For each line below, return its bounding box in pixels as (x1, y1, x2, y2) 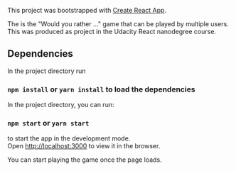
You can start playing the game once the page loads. (7, 155, 162, 164)
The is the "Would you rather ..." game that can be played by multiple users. (7, 20, 229, 28)
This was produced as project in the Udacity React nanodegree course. (7, 28, 217, 35)
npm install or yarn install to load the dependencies (7, 84, 195, 94)
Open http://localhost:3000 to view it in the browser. (7, 142, 161, 150)
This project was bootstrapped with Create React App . (7, 6, 167, 14)
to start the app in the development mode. (7, 134, 131, 143)
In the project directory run (7, 67, 87, 75)
